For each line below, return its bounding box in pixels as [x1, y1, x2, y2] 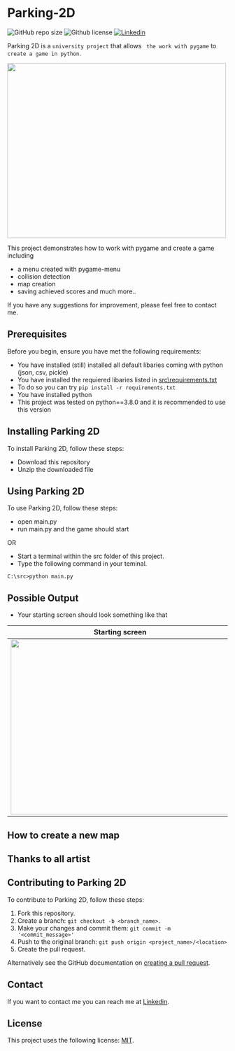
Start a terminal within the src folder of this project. [17, 552, 164, 561]
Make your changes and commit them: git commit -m [17, 924, 171, 932]
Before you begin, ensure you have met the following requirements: [7, 347, 201, 355]
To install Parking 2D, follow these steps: [7, 444, 124, 452]
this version [17, 405, 51, 414]
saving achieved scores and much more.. [17, 287, 136, 295]
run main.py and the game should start [17, 525, 129, 534]
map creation [17, 279, 56, 288]
